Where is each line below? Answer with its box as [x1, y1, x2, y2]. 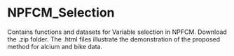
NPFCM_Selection [7, 5, 115, 21]
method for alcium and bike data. [7, 42, 103, 50]
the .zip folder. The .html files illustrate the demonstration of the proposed [7, 35, 221, 43]
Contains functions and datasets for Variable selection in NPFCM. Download [7, 28, 228, 36]
